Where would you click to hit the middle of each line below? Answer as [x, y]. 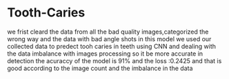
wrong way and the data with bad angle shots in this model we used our [109, 38]
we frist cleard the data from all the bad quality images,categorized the [108, 32]
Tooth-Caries [46, 13]
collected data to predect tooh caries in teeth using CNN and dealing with [111, 46]
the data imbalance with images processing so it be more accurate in [105, 54]
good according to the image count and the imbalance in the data [100, 68]
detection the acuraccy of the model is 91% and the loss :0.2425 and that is [114, 60]
